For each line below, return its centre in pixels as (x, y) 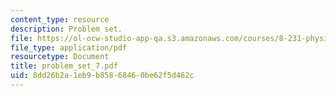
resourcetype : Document (60, 57)
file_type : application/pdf (69, 47)
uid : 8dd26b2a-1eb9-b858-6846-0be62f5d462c (102, 76)
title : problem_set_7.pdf (64, 66)
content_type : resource (60, 19)
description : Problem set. (66, 29)
